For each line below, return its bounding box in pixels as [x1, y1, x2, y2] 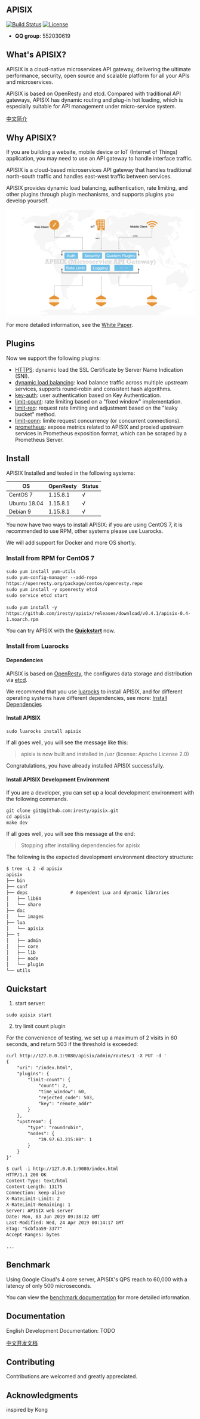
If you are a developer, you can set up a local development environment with [6, 789, 195, 796]
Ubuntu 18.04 [8, 499, 44, 507]
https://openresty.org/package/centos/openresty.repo [6, 580, 143, 586]
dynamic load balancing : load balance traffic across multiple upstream [14, 378, 188, 386]
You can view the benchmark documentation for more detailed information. [6, 1293, 191, 1301]
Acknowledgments [6, 1390, 79, 1400]
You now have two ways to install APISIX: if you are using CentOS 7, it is [6, 521, 183, 529]
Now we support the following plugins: [6, 354, 101, 362]
